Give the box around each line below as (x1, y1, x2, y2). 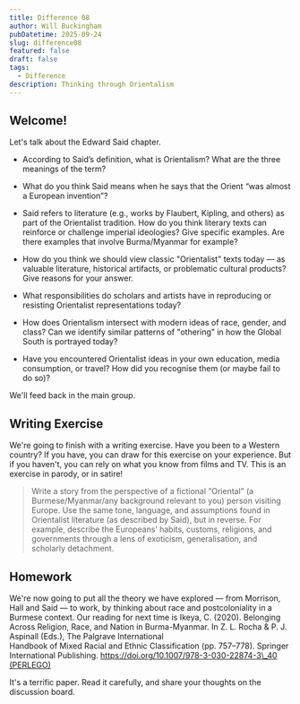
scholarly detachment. (30, 543, 115, 554)
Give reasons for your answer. (21, 273, 134, 283)
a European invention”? (21, 190, 108, 202)
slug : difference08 (9, 38, 82, 48)
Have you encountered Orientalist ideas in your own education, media (21, 353, 280, 364)
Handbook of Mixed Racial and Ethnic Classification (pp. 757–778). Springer (9, 640, 289, 651)
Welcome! (9, 113, 67, 128)
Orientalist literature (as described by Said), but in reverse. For (30, 515, 261, 526)
